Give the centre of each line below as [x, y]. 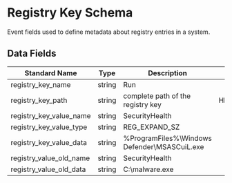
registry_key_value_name [51, 115]
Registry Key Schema [70, 13]
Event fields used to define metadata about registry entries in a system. [109, 32]
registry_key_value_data [49, 142]
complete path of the [157, 96]
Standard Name [51, 73]
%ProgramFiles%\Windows [168, 138]
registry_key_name [41, 84]
